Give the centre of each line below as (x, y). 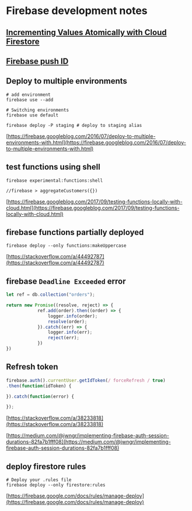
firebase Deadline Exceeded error (66, 281)
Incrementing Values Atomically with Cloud (86, 32)
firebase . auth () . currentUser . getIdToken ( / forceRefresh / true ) (86, 380)
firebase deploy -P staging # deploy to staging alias (74, 125)
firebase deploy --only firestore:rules (56, 485)
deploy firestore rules (46, 466)
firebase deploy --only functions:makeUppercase (66, 246)
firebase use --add (30, 100)
